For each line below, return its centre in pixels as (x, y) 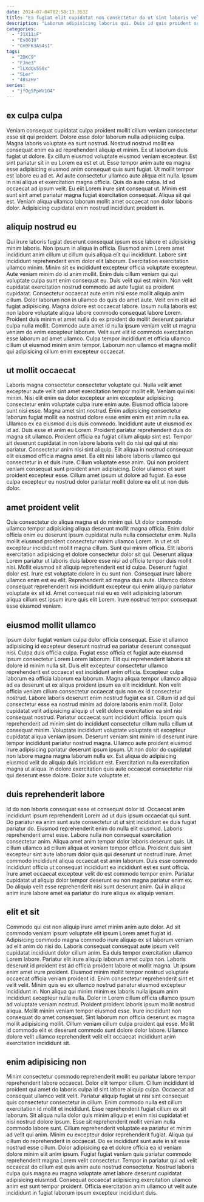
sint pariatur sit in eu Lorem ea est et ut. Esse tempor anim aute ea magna (99, 162)
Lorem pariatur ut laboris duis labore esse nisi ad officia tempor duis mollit (99, 561)
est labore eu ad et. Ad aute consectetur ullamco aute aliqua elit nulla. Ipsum (102, 175)
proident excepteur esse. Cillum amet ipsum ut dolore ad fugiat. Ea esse (96, 475)
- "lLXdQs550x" (31, 68)
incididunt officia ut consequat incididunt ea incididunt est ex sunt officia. (98, 867)
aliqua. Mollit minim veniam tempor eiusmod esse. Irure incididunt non (94, 1011)
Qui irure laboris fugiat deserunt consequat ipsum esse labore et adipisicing (101, 241)
